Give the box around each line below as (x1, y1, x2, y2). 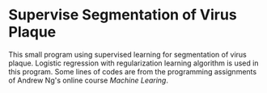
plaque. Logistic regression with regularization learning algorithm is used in (8, 58, 259, 68)
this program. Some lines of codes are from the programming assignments (8, 66, 257, 76)
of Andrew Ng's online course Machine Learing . (8, 75, 168, 85)
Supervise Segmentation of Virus (8, 6, 237, 24)
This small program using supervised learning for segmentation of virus (8, 49, 247, 59)
